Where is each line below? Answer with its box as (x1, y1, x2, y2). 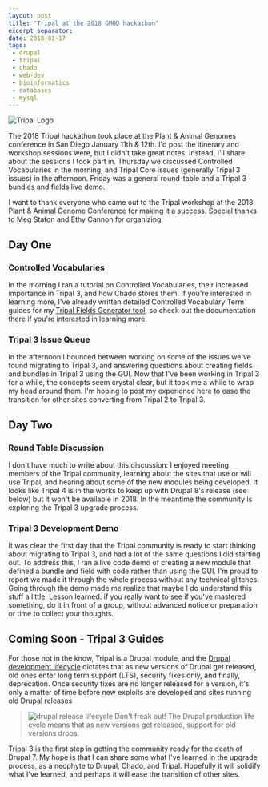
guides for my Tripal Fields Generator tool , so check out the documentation (8, 305, 256, 315)
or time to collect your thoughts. (8, 609, 114, 619)
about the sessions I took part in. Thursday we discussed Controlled (8, 157, 234, 167)
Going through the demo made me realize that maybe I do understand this (8, 584, 252, 593)
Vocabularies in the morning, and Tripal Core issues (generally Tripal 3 (8, 165, 241, 175)
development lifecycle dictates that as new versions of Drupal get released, (8, 662, 257, 672)
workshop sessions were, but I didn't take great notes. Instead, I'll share (8, 148, 246, 158)
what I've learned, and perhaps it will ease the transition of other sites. (8, 769, 241, 779)
